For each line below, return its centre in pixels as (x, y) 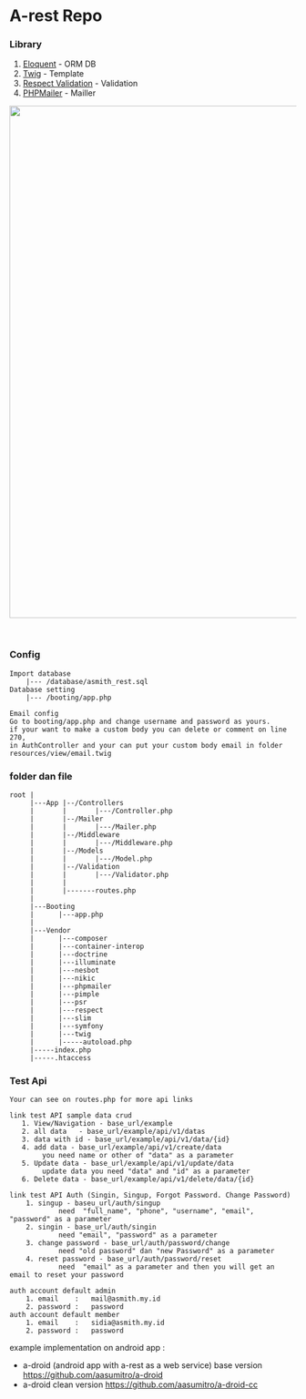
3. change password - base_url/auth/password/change (128, 1243)
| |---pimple (65, 995)
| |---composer (68, 939)
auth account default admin (63, 1291)
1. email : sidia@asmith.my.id (96, 1323)
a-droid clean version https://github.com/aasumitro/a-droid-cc (140, 1384)
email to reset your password (67, 1275)
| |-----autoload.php (81, 1042)
